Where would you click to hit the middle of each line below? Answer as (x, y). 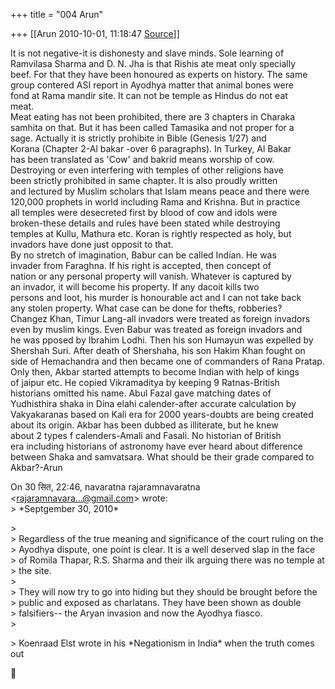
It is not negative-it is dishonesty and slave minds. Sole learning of (147, 53)
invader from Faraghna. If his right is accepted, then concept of (141, 265)
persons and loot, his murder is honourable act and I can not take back (156, 297)
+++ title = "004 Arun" (57, 14)
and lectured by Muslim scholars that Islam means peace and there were (160, 191)
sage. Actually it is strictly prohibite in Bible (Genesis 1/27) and (138, 138)
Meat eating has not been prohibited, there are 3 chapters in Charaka (153, 117)
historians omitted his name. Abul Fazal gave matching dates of (141, 393)
